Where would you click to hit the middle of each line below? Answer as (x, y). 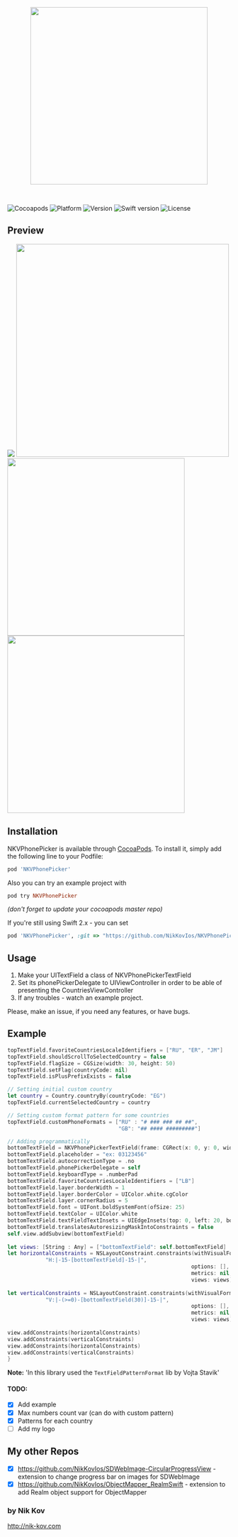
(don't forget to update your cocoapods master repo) (85, 909)
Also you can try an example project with (67, 883)
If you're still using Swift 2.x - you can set (68, 923)
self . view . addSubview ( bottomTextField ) (66, 1234)
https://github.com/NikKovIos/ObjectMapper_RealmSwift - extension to (121, 1484)
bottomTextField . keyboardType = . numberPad (73, 1174)
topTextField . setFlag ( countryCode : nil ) (68, 1070)
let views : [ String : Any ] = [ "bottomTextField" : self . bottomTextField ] (117, 1247)
